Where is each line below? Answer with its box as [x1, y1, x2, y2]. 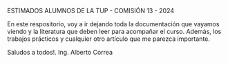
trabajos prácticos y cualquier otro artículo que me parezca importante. [7, 35, 211, 43]
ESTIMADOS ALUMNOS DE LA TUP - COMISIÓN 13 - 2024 [7, 7, 175, 15]
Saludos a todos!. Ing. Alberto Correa [7, 48, 113, 56]
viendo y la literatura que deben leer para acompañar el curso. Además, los [7, 28, 222, 35]
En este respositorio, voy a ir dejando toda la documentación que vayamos [7, 20, 220, 28]
